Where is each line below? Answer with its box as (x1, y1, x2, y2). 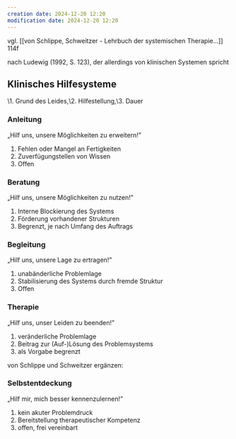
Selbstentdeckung (7, 378, 72, 388)
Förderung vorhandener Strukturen (17, 214, 120, 223)
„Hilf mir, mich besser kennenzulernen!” (7, 394, 124, 403)
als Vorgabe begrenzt (17, 347, 81, 355)
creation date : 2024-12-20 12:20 (7, 10, 106, 18)
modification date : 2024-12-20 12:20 (7, 17, 119, 24)
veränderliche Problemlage (17, 332, 97, 341)
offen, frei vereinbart (17, 423, 78, 432)
